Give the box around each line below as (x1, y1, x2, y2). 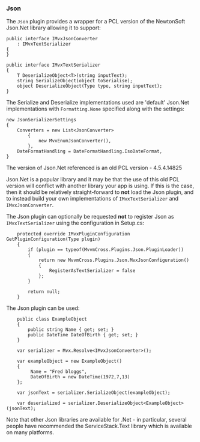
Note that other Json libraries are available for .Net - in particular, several (6, 416, 187, 423)
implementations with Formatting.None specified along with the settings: (6, 105, 185, 112)
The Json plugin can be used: (6, 304, 80, 312)
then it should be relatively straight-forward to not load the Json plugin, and (6, 189, 194, 196)
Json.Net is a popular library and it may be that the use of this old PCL (6, 176, 180, 183)
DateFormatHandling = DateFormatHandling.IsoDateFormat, (17, 148, 163, 154)
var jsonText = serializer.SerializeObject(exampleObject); (17, 390, 171, 396)
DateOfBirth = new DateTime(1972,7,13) (30, 374, 130, 380)
